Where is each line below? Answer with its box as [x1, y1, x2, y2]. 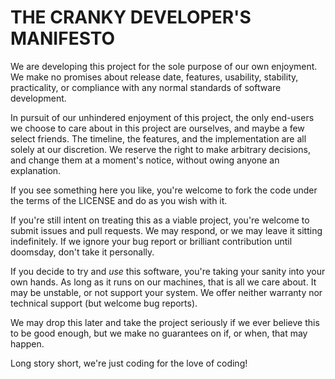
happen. [10, 337, 45, 350]
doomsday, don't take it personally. [10, 246, 155, 258]
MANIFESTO [10, 27, 116, 50]
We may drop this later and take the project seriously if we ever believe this [10, 316, 320, 328]
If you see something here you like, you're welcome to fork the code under [10, 184, 318, 196]
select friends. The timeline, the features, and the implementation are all [10, 132, 307, 145]
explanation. [10, 164, 62, 176]
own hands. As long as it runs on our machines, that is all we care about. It [10, 276, 317, 288]
